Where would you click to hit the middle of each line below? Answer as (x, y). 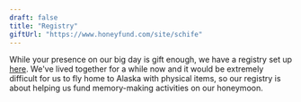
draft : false (34, 17)
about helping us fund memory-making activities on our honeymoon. (136, 88)
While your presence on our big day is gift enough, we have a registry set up (151, 60)
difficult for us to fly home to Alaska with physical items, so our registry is (145, 79)
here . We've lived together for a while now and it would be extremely (137, 69)
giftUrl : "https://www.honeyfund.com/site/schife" (106, 34)
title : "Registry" (44, 26)
